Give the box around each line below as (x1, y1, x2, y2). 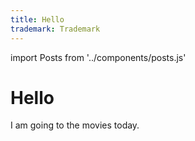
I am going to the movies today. (10, 119, 140, 131)
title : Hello (10, 14, 65, 25)
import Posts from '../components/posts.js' (10, 51, 187, 63)
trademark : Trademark (10, 24, 101, 34)
